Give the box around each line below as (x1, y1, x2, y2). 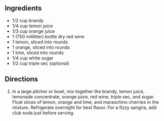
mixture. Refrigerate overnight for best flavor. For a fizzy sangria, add (12, 104, 157, 110)
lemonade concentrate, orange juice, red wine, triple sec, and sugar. (12, 93, 155, 100)
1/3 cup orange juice (12, 28, 55, 34)
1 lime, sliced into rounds (12, 49, 64, 55)
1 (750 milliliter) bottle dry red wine (12, 33, 85, 39)
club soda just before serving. (12, 109, 74, 115)
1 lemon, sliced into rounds (12, 39, 68, 45)
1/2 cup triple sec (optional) (12, 60, 69, 66)
